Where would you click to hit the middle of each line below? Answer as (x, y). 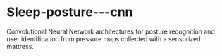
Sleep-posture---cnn (70, 12)
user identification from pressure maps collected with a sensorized (104, 38)
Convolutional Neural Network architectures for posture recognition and (111, 31)
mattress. (20, 46)
